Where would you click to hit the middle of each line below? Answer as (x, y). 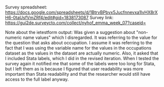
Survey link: (101, 17)
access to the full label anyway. (37, 79)
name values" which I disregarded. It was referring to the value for (90, 37)
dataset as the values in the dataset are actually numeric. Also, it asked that (82, 53)
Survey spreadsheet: (26, 7)
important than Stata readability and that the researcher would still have (78, 74)
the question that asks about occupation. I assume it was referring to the (79, 43)
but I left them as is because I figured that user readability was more (74, 69)
